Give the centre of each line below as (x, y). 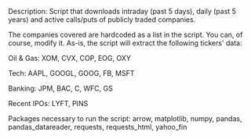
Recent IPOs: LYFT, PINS (48, 103)
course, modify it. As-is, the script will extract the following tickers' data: (125, 43)
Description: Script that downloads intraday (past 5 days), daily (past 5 (122, 11)
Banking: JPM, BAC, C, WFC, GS (61, 88)
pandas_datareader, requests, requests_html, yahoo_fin (98, 127)
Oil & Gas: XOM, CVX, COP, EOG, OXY (69, 58)
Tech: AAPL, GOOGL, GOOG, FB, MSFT (71, 73)
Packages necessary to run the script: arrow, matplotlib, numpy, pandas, (125, 119)
